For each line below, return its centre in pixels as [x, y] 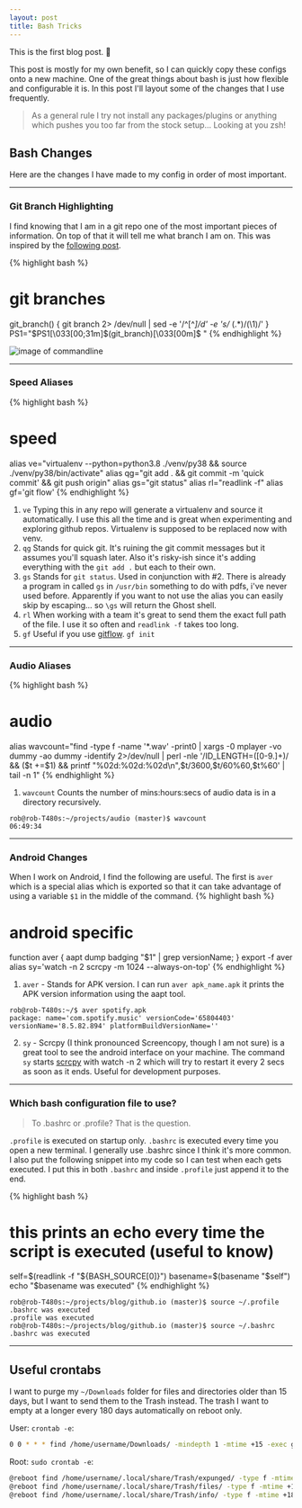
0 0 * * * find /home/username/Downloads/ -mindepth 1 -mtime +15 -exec [148, 1445]
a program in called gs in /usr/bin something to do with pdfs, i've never [155, 586]
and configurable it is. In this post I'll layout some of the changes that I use [147, 88]
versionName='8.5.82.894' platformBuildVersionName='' [114, 1027]
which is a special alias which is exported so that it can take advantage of [145, 886]
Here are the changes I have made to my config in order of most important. [148, 175]
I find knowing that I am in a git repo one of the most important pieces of [143, 226]
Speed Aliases [41, 382]
